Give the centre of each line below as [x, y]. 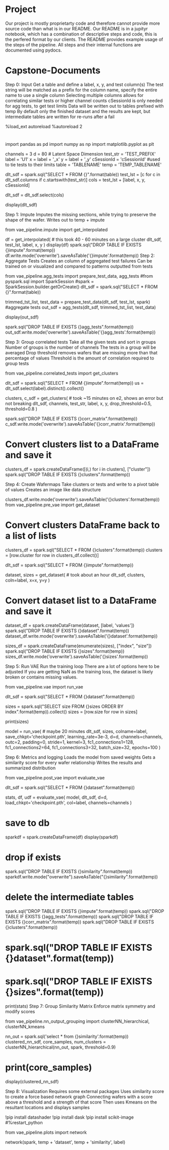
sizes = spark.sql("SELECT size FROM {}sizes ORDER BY [64, 706]
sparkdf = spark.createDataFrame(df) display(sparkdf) [62, 837]
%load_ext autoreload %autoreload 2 [44, 126]
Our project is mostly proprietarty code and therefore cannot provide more [83, 23]
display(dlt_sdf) [21, 205]
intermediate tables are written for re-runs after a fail [60, 117]
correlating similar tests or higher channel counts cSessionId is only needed [84, 100]
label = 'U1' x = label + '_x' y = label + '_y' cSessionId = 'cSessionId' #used [83, 160]
